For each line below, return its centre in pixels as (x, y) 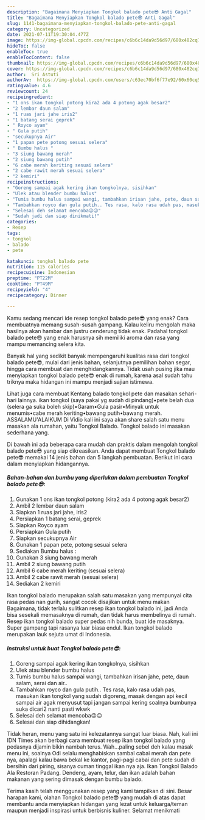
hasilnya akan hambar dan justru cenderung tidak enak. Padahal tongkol (97, 331)
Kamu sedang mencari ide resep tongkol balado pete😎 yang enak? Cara (98, 318)
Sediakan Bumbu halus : (46, 551)
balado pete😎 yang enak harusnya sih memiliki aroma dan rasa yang (93, 337)
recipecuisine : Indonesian (41, 273)
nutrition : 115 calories (38, 267)
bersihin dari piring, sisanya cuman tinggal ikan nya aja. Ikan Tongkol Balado (102, 766)
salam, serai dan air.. (41, 683)
